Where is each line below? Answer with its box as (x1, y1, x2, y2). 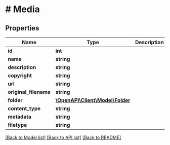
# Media (5, 4, 40, 15)
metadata (8, 113, 31, 120)
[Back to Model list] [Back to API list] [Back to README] (5, 134, 121, 140)
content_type (8, 105, 41, 112)
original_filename (8, 89, 51, 95)
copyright (8, 72, 32, 79)
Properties (5, 24, 39, 32)
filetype (8, 122, 27, 128)
